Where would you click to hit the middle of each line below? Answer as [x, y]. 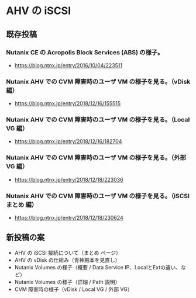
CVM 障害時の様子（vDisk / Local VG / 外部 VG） [73, 289]
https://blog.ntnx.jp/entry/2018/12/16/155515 [68, 103]
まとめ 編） [22, 205]
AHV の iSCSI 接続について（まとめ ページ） [68, 252]
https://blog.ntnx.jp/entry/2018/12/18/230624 [69, 218]
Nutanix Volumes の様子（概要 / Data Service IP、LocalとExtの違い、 [98, 267]
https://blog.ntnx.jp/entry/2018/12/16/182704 [68, 141]
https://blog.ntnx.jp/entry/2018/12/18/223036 [69, 179]
